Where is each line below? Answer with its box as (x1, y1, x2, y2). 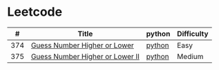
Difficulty (177, 29, 209, 38)
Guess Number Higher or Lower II (30, 51, 140, 61)
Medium (177, 51, 204, 61)
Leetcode (7, 4, 63, 20)
